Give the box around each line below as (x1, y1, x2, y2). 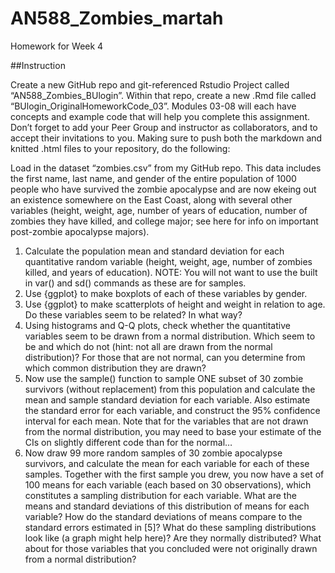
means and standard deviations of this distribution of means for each (24, 500, 310, 512)
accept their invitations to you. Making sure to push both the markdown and (10, 132, 323, 144)
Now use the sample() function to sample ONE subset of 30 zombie (24, 372, 304, 384)
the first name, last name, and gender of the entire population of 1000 (10, 172, 297, 184)
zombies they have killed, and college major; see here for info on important (10, 215, 319, 227)
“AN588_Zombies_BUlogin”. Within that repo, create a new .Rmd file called (10, 89, 317, 101)
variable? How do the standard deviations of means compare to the (24, 510, 303, 522)
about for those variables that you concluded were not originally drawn (24, 542, 318, 554)
